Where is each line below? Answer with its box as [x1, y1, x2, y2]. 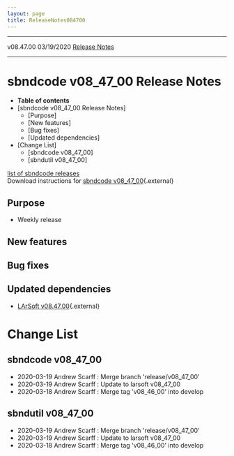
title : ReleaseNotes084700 [7, 17, 86, 24]
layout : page [7, 10, 45, 17]
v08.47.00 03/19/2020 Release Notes [7, 43, 115, 51]
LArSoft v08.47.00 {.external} [17, 302, 100, 310]
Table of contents [17, 96, 70, 105]
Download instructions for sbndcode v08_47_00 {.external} [7, 177, 174, 185]
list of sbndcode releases [7, 169, 80, 178]
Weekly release [17, 216, 62, 224]
